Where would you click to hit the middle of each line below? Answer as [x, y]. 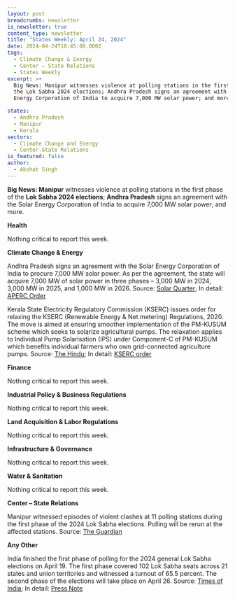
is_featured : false [36, 157]
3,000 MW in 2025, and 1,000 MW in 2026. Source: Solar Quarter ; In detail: [115, 288]
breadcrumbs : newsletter [43, 20]
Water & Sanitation [35, 476]
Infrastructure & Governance [50, 449]
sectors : [20, 137]
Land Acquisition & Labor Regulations [63, 421]
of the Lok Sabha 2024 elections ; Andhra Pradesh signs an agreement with [117, 197]
